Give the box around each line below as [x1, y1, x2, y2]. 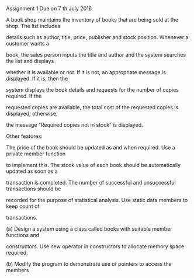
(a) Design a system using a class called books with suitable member [6, 225, 172, 232]
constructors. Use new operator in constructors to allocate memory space [6, 243, 185, 250]
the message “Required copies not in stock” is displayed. [6, 121, 143, 128]
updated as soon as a [6, 168, 58, 175]
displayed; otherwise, [6, 110, 58, 117]
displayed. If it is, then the [6, 75, 68, 82]
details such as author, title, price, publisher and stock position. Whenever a [6, 34, 189, 40]
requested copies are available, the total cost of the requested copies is [6, 104, 179, 110]
